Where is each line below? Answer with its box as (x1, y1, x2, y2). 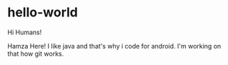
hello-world (7, 4, 79, 21)
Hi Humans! (7, 28, 42, 36)
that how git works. (7, 49, 64, 58)
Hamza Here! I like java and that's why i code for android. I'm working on (7, 41, 222, 50)
